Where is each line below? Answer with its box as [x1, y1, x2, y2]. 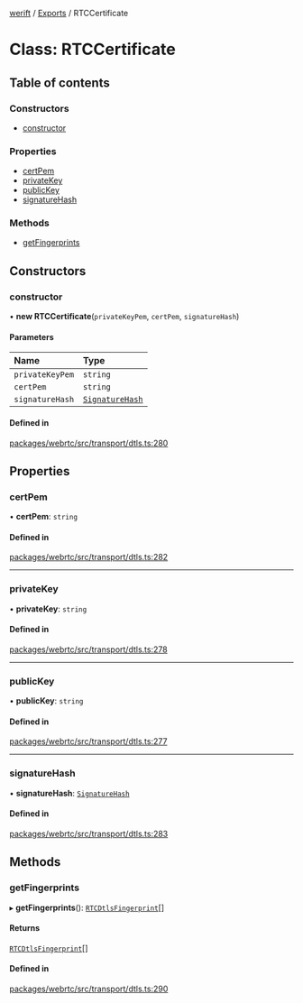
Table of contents [9, 75, 110, 90]
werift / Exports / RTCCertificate [9, 8, 129, 18]
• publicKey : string [9, 695, 84, 706]
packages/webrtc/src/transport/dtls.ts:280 [9, 437, 169, 448]
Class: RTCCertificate [9, 40, 176, 60]
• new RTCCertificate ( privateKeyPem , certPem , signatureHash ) [9, 311, 240, 322]
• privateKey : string [9, 603, 87, 614]
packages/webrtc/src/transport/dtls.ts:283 [9, 828, 169, 839]
